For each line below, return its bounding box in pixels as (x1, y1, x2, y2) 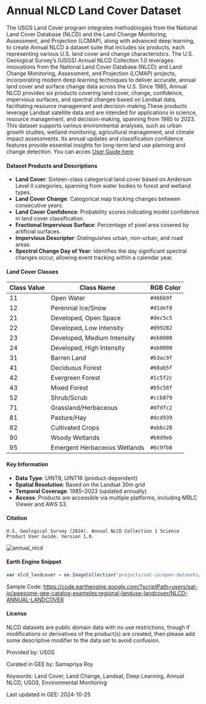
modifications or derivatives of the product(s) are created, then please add (6, 630, 195, 638)
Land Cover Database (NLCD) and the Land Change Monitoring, (6, 30, 167, 37)
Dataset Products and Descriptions (6, 162, 98, 169)
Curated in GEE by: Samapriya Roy (6, 660, 94, 668)
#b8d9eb (150, 434, 173, 441)
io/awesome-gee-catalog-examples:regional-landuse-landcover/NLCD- (6, 589, 188, 597)
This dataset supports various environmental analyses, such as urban (6, 122, 182, 129)
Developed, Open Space (50, 314, 121, 322)
